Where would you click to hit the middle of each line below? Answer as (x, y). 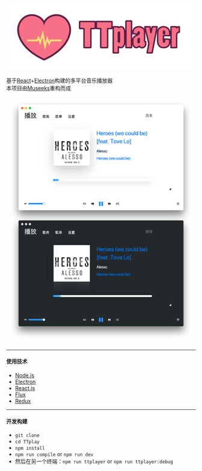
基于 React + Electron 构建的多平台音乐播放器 (60, 81)
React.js (25, 388)
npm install (30, 449)
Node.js (25, 375)
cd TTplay (27, 442)
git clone (27, 436)
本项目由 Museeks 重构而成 (38, 88)
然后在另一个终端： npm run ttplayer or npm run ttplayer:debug (94, 461)
